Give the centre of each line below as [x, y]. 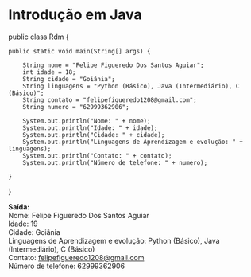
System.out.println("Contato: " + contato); [97, 156]
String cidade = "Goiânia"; [69, 79]
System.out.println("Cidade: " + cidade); [94, 135]
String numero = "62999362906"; [76, 107]
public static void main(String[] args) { [79, 51]
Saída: [19, 207]
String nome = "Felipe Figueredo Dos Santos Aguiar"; [113, 65]
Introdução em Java [75, 15]
